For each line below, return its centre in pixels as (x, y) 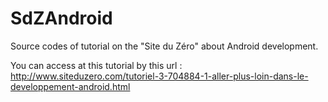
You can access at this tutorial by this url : (96, 65)
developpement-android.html (70, 86)
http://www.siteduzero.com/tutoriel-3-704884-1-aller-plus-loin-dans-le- (159, 76)
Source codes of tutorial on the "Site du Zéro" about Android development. (164, 46)
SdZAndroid (61, 18)
